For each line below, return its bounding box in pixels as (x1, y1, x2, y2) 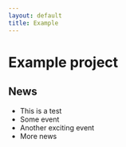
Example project (8, 53, 119, 72)
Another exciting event (19, 122, 95, 132)
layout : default (8, 11, 62, 20)
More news (19, 131, 57, 141)
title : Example (8, 19, 59, 27)
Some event (19, 114, 60, 124)
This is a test (19, 106, 62, 115)
